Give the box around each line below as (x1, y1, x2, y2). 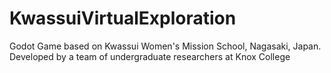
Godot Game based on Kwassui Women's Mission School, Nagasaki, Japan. (9, 40, 322, 52)
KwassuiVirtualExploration (9, 7, 237, 30)
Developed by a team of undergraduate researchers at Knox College (9, 50, 291, 62)
